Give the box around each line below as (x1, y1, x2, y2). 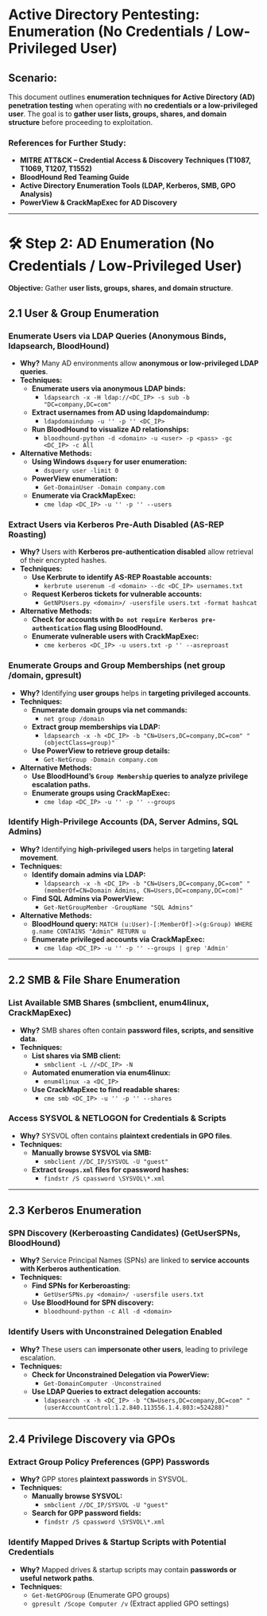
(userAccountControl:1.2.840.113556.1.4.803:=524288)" (43, 1403, 229, 1411)
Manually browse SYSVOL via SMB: (31, 1148, 153, 1157)
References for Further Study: (8, 137, 126, 148)
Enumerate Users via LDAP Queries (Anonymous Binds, (8, 330, 226, 342)
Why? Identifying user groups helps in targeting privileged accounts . (19, 688, 251, 697)
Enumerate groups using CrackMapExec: (31, 788, 171, 798)
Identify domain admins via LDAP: (31, 869, 146, 879)
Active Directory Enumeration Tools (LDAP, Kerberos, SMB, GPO (19, 181, 236, 190)
